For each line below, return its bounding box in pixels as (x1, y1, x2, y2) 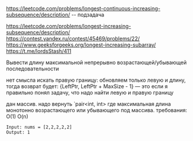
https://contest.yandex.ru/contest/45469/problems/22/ (6, 35, 140, 42)
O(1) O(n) (6, 113, 28, 120)
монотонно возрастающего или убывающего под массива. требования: (6, 107, 187, 113)
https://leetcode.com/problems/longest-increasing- (6, 23, 131, 29)
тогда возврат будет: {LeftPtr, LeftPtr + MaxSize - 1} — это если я (6, 83, 168, 90)
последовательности (6, 65, 59, 72)
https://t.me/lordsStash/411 (6, 48, 72, 55)
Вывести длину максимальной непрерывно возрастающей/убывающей (6, 59, 187, 66)
